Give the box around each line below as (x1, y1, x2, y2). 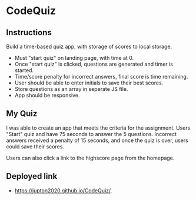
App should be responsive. (14, 92, 80, 99)
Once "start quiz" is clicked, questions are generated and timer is (14, 60, 174, 67)
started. (14, 67, 34, 74)
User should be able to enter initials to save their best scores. (14, 79, 164, 86)
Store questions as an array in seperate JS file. (14, 86, 128, 92)
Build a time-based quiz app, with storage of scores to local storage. (6, 43, 172, 50)
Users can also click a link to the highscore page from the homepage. (6, 154, 175, 161)
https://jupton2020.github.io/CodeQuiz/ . (14, 187, 112, 194)
